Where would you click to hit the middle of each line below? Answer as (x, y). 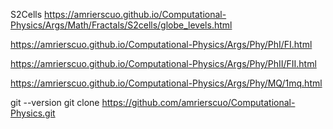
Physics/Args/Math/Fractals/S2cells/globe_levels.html (121, 25)
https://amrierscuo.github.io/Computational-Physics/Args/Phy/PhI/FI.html (161, 44)
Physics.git (33, 113)
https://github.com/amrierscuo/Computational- (198, 102)
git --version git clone (55, 102)
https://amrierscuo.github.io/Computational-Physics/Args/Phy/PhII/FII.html (163, 63)
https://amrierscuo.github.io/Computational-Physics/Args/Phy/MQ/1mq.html (166, 83)
